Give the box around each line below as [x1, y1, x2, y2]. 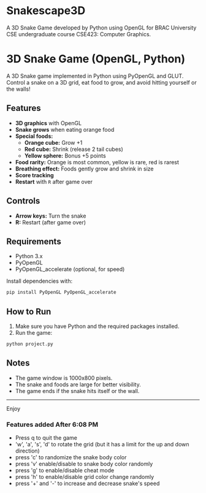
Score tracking [15, 171, 54, 178]
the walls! [6, 85, 31, 93]
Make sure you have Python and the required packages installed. [15, 323, 180, 330]
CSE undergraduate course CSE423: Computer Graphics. [6, 30, 151, 37]
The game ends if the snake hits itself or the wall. [15, 387, 140, 394]
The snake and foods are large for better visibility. [15, 381, 141, 388]
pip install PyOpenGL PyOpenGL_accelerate [6, 289, 116, 296]
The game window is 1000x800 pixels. [15, 374, 113, 381]
